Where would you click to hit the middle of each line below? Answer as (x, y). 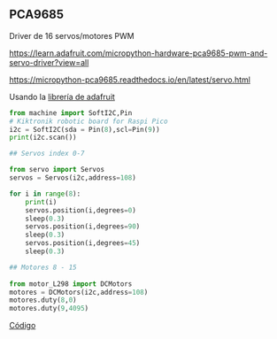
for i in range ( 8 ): (45, 194)
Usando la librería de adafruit (62, 96)
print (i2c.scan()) (43, 138)
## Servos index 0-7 (47, 154)
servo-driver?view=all (49, 62)
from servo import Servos (57, 170)
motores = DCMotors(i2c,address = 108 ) (79, 292)
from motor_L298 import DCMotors (71, 284)
